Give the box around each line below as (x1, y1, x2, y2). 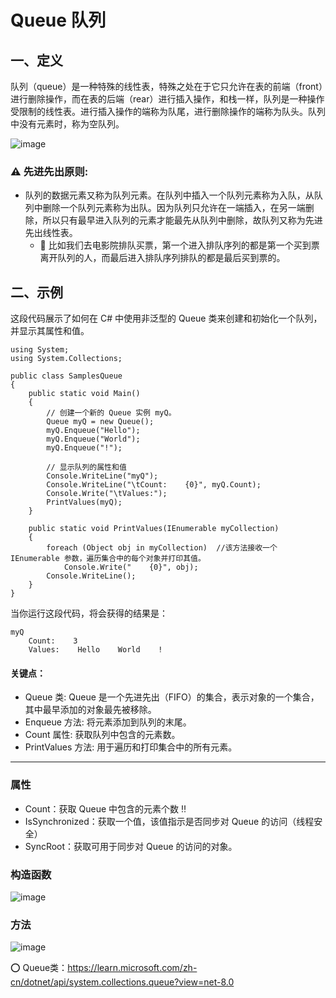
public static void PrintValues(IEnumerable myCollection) (28, 524, 280, 534)
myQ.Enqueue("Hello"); (46, 426, 141, 436)
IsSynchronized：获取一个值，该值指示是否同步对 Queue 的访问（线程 (24, 815, 315, 827)
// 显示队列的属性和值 (46, 462, 127, 473)
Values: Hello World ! (28, 645, 163, 655)
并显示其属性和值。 (10, 325, 90, 337)
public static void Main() (28, 389, 141, 399)
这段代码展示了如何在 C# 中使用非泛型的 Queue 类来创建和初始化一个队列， (10, 312, 323, 325)
